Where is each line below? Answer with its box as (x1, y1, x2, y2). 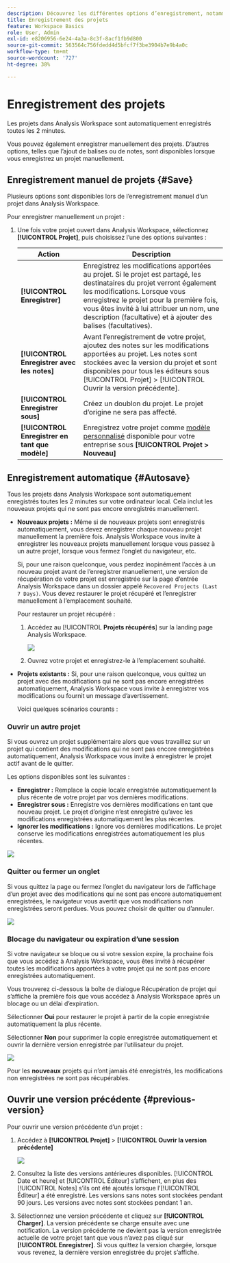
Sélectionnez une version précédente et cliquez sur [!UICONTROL (16, 1212, 204, 1220)
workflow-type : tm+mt (7, 49, 69, 55)
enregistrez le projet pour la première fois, (83, 295, 218, 305)
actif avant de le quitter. (7, 760, 74, 768)
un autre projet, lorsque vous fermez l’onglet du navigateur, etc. (16, 547, 196, 555)
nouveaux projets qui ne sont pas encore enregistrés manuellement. (7, 505, 200, 513)
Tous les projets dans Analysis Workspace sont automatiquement (7, 490, 192, 499)
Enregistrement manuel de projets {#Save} (7, 174, 194, 186)
